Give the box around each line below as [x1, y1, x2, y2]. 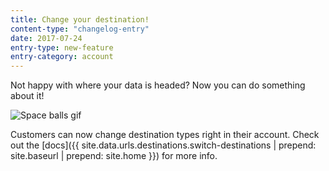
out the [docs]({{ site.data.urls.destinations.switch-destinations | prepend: [10, 139, 317, 151]
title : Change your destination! [10, 14, 150, 25]
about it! [10, 90, 45, 102]
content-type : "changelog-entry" [10, 24, 150, 34]
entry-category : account [10, 52, 114, 62]
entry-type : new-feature [10, 42, 114, 53]
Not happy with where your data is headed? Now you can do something [10, 79, 306, 91]
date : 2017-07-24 [10, 33, 83, 43]
